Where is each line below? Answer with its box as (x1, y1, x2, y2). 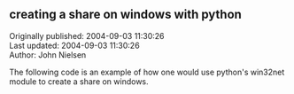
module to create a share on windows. (9, 75, 149, 87)
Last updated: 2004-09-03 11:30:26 (9, 40, 140, 51)
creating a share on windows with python (9, 7, 242, 22)
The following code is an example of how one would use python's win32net (9, 67, 285, 77)
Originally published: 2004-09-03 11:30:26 (9, 30, 166, 41)
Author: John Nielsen (9, 49, 87, 60)
